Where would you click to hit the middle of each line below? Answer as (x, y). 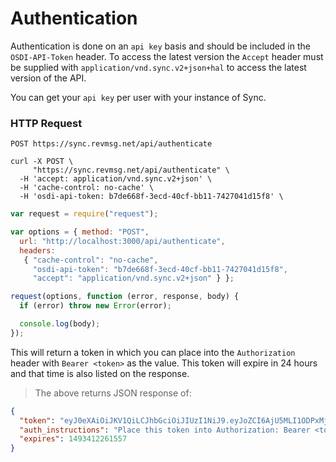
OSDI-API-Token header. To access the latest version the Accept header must (167, 56)
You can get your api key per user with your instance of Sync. (138, 97)
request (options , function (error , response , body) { (125, 297)
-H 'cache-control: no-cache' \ (87, 188)
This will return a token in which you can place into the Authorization (153, 352)
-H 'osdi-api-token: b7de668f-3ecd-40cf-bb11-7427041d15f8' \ (151, 197)
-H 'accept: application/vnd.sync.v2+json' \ (116, 179)
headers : (37, 250)
